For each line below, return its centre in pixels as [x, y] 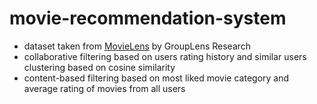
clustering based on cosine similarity [99, 67]
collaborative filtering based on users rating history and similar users [165, 56]
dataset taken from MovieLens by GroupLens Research [137, 46]
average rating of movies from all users [104, 88]
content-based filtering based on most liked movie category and [156, 78]
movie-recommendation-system [148, 18]
